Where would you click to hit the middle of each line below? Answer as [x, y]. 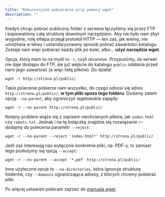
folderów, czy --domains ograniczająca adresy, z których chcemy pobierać [81, 174]
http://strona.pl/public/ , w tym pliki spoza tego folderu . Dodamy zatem [81, 93]
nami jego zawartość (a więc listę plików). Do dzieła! [59, 69]
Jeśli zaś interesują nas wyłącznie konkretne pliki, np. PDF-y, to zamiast [78, 145]
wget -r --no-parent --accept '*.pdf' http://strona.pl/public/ [73, 160]
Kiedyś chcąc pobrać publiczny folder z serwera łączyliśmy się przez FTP [80, 28]
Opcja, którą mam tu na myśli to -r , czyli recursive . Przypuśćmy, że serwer [81, 59]
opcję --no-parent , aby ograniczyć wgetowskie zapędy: [62, 98]
